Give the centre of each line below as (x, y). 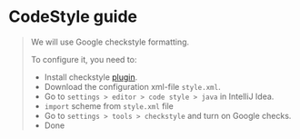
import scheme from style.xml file (109, 105)
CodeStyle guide (73, 17)
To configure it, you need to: (84, 59)
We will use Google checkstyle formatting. (110, 42)
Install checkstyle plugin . (91, 77)
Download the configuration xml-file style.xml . (132, 86)
